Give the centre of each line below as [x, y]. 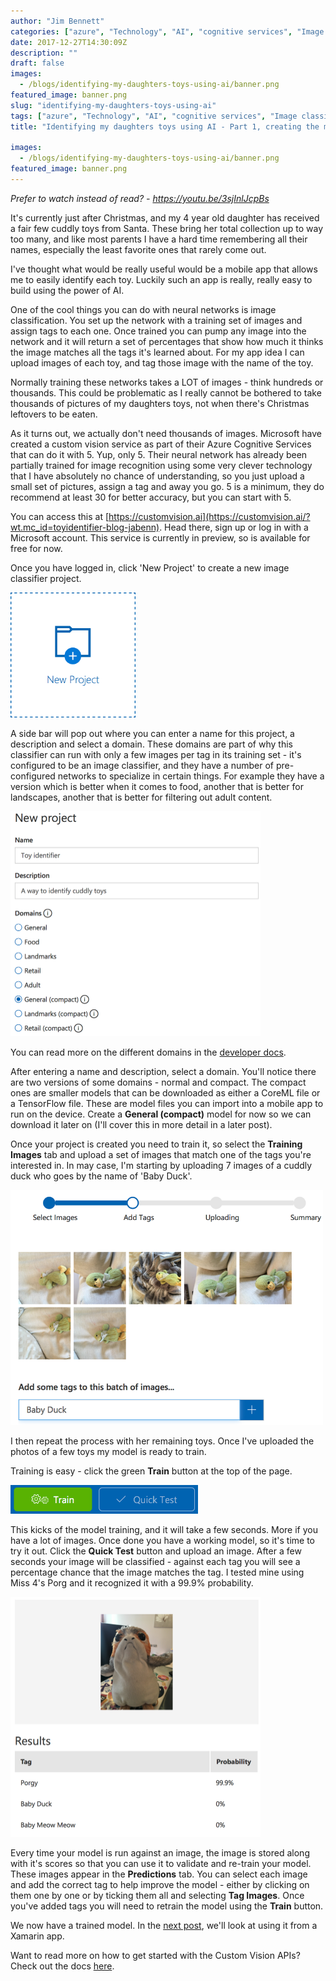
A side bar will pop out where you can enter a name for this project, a [152, 733]
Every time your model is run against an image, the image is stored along [160, 1853]
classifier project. [46, 578]
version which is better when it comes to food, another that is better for [157, 786]
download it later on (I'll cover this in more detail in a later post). [141, 1125]
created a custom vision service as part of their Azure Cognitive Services [161, 444]
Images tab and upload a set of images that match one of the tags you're [161, 1155]
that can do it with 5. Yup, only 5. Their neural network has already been [159, 454]
